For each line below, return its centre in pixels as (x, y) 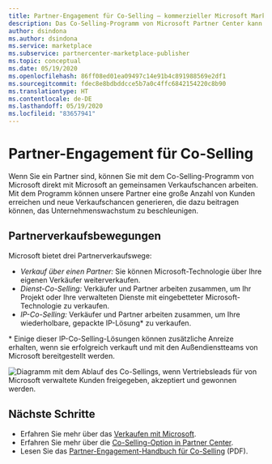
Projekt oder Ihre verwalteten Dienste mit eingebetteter (112, 297)
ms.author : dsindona (43, 38)
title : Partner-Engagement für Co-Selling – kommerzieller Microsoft (128, 16)
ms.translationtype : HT (49, 91)
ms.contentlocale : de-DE (50, 99)
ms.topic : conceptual (45, 62)
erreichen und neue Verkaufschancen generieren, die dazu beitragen (124, 202)
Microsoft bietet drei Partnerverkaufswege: (80, 255)
